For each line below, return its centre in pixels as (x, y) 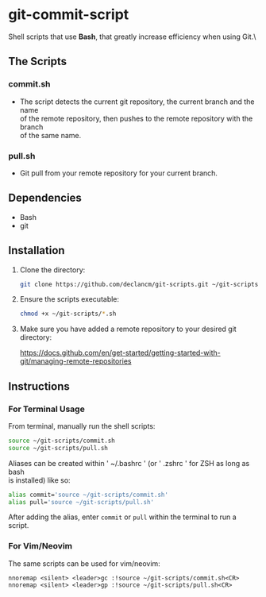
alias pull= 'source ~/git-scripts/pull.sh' (81, 502)
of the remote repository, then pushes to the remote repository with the (136, 118)
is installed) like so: (39, 480)
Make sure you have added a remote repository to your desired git (128, 329)
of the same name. (50, 135)
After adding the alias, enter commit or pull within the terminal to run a (122, 517)
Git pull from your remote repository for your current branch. (119, 173)
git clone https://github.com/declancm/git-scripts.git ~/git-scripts (139, 284)
